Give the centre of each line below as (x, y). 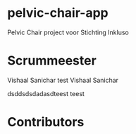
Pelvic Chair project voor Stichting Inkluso (68, 32)
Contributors (46, 122)
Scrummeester (52, 61)
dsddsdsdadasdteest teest (46, 93)
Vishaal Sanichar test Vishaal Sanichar (63, 80)
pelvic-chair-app (58, 13)
